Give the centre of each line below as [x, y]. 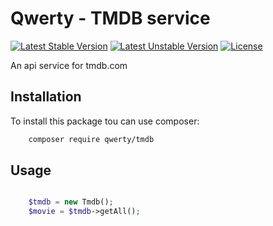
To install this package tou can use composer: [105, 121]
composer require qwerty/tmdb [91, 139]
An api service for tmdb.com [69, 65]
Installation [46, 97]
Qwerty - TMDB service [110, 18]
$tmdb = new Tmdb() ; [71, 202]
